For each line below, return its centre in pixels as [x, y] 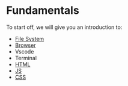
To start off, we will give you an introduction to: [64, 27]
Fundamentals [43, 11]
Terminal [26, 58]
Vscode [24, 51]
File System [29, 38]
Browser [25, 45]
